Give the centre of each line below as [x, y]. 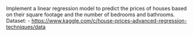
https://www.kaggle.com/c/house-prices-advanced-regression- [109, 21]
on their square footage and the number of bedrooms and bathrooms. [91, 15]
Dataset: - [18, 21]
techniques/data [26, 27]
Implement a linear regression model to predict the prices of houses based [96, 8]
